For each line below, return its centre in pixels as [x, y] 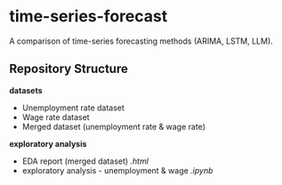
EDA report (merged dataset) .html [85, 161]
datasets [26, 90]
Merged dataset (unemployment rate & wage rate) [114, 126]
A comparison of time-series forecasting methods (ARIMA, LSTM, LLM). [141, 41]
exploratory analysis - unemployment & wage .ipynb [117, 170]
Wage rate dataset [56, 117]
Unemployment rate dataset [73, 108]
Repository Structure [69, 69]
